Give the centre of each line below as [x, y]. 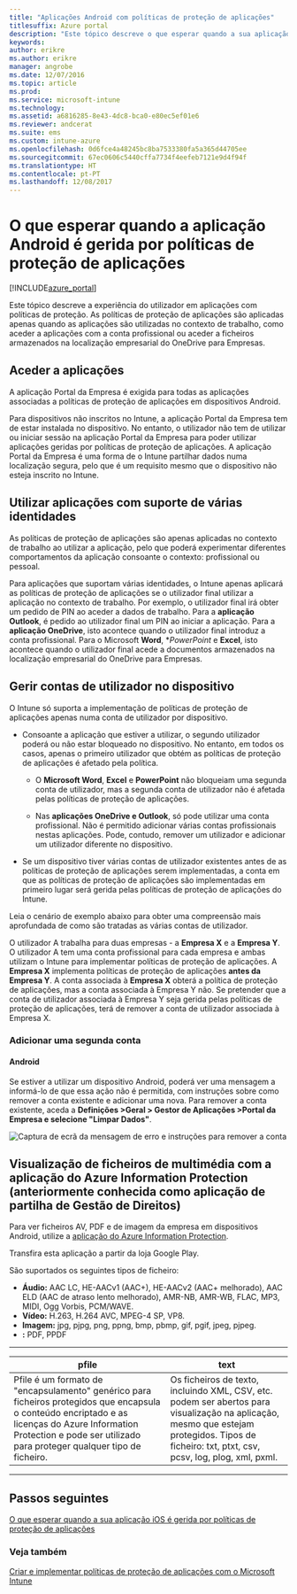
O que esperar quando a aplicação [137, 226]
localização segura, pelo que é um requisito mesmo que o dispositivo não [143, 465]
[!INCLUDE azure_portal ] [53, 288]
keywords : [27, 42]
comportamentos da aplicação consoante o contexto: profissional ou [134, 557]
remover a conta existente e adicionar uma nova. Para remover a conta [138, 1100]
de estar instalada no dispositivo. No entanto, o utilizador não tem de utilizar [148, 428]
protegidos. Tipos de [213, 1435]
